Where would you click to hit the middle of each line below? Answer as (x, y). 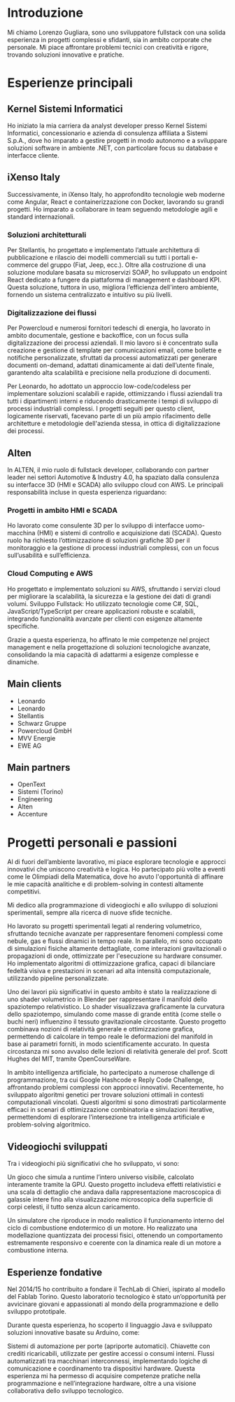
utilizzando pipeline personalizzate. (58, 978)
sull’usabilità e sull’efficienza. (49, 556)
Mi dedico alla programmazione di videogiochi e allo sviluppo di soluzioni (113, 905)
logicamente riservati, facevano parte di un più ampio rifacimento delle (109, 416)
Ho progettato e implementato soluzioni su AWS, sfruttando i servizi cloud (114, 589)
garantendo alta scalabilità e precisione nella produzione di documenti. (109, 373)
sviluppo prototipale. (37, 1311)
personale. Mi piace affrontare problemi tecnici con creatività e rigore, (108, 47)
